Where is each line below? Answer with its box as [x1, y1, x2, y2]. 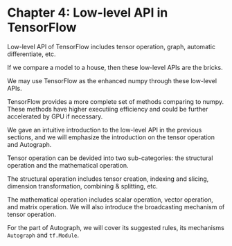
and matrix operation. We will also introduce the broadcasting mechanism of [7, 202, 225, 211]
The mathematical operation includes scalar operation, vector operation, [7, 195, 213, 204]
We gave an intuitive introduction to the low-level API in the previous [7, 125, 202, 134]
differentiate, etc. [7, 50, 57, 58]
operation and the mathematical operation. [7, 161, 129, 169]
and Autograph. [7, 140, 52, 148]
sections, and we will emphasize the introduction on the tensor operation [7, 133, 215, 141]
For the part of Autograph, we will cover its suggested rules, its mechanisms [7, 223, 225, 231]
